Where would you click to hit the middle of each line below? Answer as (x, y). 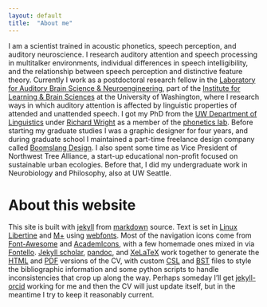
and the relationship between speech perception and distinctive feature (126, 71)
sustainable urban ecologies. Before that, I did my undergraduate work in (128, 164)
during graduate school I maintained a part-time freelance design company (132, 139)
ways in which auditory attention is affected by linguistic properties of (123, 105)
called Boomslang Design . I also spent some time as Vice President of (123, 148)
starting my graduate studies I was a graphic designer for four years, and (128, 130)
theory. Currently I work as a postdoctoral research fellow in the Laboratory (132, 80)
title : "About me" (41, 23)
